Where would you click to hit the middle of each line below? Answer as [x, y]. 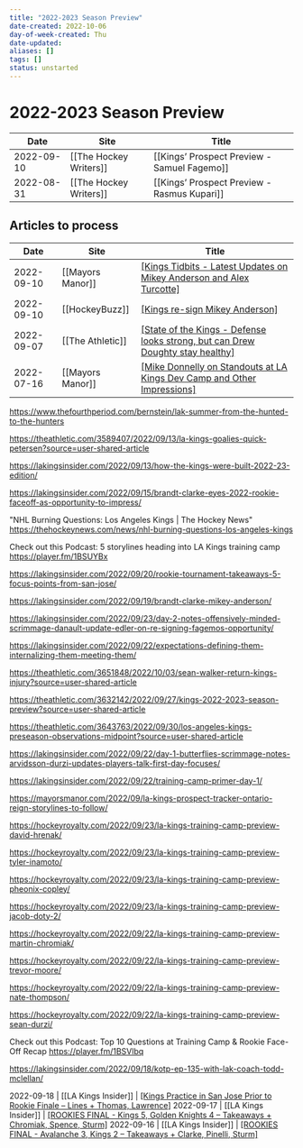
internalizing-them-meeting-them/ [73, 655]
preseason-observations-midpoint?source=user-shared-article [126, 736]
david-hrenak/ [36, 834]
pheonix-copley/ [40, 888]
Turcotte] [161, 289]
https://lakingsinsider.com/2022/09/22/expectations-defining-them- [137, 645]
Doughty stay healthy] [188, 352]
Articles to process [64, 226]
